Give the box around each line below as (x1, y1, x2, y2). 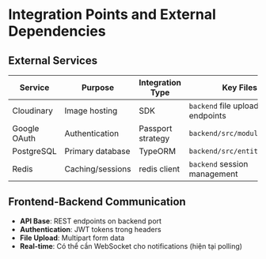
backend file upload (188, 100, 259, 111)
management (188, 168, 238, 179)
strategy (138, 133, 170, 144)
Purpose (82, 82, 115, 92)
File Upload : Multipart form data (19, 233, 125, 242)
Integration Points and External (8, 6, 216, 24)
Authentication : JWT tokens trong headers (19, 224, 161, 234)
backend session (188, 159, 249, 169)
